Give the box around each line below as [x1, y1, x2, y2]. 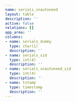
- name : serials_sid [5, 52, 48, 58]
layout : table [5, 12, 34, 17]
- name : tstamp [5, 80, 36, 85]
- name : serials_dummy [5, 39, 51, 44]
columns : [5, 35, 23, 40]
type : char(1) [9, 44, 38, 49]
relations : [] [5, 25, 34, 30]
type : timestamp [9, 84, 43, 90]
